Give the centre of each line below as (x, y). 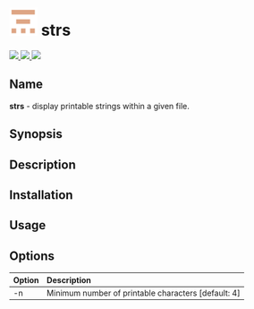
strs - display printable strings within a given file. (99, 106)
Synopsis (36, 134)
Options (32, 256)
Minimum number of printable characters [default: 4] (143, 293)
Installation (41, 195)
